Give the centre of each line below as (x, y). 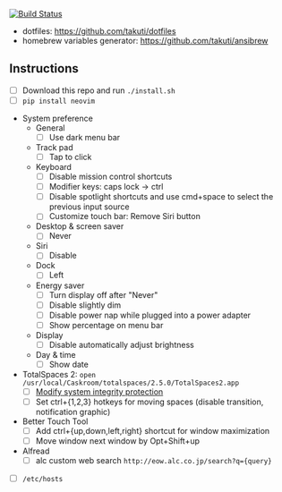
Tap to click (70, 157)
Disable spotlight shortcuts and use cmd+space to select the (161, 197)
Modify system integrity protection (99, 391)
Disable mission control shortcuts (111, 177)
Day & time (56, 354)
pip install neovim (59, 101)
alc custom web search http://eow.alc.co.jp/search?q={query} (154, 461)
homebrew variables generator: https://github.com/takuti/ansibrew (145, 41)
